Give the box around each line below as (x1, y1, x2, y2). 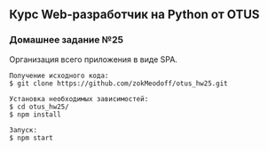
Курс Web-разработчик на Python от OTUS (9, 7, 260, 22)
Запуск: (9, 125, 38, 134)
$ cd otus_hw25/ (9, 102, 69, 111)
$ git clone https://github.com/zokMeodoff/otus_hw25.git (9, 79, 228, 88)
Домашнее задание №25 (9, 34, 124, 46)
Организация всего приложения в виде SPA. (9, 53, 177, 65)
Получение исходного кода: (9, 71, 109, 80)
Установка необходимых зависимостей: (9, 94, 149, 103)
